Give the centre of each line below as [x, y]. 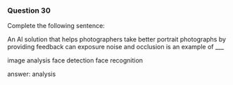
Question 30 [29, 11]
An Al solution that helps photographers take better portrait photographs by [117, 39]
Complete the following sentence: [56, 26]
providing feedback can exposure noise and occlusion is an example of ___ [115, 47]
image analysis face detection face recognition [75, 60]
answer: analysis [32, 74]
